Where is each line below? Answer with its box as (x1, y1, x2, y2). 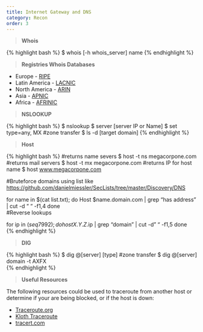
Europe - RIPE (15, 73, 51, 80)
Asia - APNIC (15, 92, 49, 100)
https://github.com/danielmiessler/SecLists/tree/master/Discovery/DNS (6, 184, 186, 192)
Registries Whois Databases (21, 61, 95, 68)
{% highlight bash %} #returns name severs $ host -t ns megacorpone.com (6, 153, 197, 160)
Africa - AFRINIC (15, 99, 57, 106)
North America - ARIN (15, 86, 71, 93)
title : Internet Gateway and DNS (6, 9, 92, 15)
